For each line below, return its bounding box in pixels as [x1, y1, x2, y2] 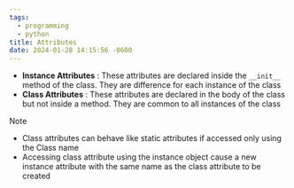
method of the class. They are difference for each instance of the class [21, 80, 282, 90]
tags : [9, 12, 29, 22]
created [21, 170, 51, 182]
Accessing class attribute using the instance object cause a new [21, 152, 257, 162]
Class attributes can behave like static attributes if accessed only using [21, 133, 282, 144]
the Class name [21, 143, 80, 153]
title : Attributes [9, 37, 77, 47]
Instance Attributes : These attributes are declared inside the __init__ [21, 70, 282, 81]
